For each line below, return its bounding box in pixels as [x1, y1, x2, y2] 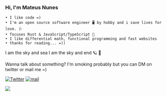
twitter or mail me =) [5, 67, 47, 73]
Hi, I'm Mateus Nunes [5, 4, 58, 11]
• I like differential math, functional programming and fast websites [5, 36, 157, 41]
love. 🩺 [5, 26, 22, 31]
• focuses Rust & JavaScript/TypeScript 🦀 [5, 32, 95, 37]
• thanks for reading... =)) [5, 41, 66, 46]
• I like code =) [5, 15, 41, 20]
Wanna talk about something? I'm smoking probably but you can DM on [5, 61, 152, 67]
